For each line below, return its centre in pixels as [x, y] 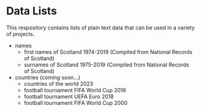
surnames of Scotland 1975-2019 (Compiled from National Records [106, 65]
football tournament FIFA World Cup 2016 [75, 90]
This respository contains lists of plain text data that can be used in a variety [100, 28]
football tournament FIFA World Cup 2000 [76, 102]
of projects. [20, 34]
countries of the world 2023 [58, 84]
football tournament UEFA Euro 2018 [69, 96]
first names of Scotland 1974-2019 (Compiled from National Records [108, 52]
